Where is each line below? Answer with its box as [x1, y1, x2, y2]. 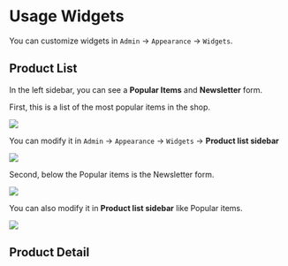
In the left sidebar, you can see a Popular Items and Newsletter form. [9, 84, 263, 95]
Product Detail [9, 245, 90, 260]
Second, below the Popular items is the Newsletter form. [9, 169, 215, 179]
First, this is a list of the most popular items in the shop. [9, 102, 210, 112]
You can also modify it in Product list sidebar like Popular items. [9, 202, 243, 213]
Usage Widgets [9, 6, 125, 27]
